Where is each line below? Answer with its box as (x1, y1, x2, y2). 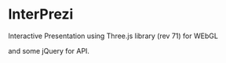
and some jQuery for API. (8, 46, 90, 55)
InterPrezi (8, 5, 74, 23)
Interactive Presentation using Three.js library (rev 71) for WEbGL (8, 31, 218, 40)
